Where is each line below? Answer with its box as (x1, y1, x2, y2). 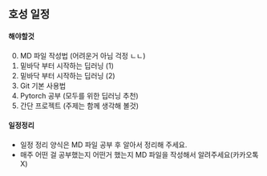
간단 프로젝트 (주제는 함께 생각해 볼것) (19, 101, 139, 110)
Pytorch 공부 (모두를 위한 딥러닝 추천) (19, 90, 139, 100)
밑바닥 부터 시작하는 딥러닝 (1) (19, 61, 115, 70)
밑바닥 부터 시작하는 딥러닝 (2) (19, 70, 115, 80)
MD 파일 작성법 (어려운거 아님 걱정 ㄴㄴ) (19, 50, 146, 60)
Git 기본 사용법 (19, 81, 67, 90)
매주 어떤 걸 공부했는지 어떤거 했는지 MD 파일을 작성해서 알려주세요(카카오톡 (19, 150, 259, 159)
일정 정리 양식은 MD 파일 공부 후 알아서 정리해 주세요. (19, 139, 188, 150)
